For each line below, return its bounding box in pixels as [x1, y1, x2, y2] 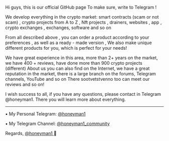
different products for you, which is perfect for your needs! [5, 45, 127, 51]
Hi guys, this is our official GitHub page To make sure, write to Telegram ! [5, 5, 157, 10]
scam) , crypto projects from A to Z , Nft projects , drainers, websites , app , [5, 20, 162, 25]
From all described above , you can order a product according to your [5, 35, 149, 40]
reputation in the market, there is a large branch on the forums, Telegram [5, 71, 156, 77]
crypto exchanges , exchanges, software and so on [5, 25, 112, 31]
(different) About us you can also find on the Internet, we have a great [5, 65, 150, 71]
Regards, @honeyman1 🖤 [5, 130, 57, 136]
